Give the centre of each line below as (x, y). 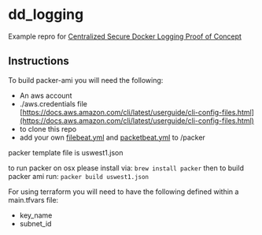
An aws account (46, 95)
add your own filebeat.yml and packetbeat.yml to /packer (113, 137)
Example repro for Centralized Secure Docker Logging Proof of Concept (125, 36)
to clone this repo (48, 129)
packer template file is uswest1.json (66, 152)
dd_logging (46, 15)
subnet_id (35, 223)
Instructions (39, 61)
